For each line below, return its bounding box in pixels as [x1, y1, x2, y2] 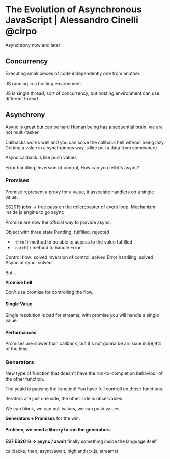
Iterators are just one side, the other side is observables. [5, 395, 124, 401]
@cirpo [5, 25, 37, 37]
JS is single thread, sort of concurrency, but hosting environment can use [5, 90, 160, 96]
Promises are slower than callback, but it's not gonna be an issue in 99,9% [5, 340, 162, 347]
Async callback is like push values [5, 154, 77, 160]
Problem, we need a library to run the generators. [5, 427, 111, 433]
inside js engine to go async [5, 209, 64, 215]
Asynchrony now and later [5, 42, 61, 48]
